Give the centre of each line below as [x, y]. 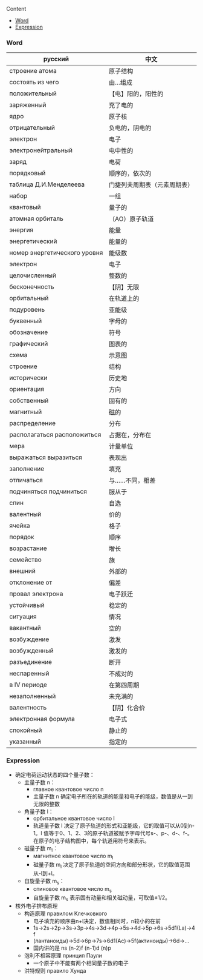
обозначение [29, 332]
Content [16, 9]
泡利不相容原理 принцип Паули [63, 956]
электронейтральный [41, 150]
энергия [21, 230]
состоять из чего [34, 82]
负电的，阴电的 [130, 128]
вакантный [25, 628]
